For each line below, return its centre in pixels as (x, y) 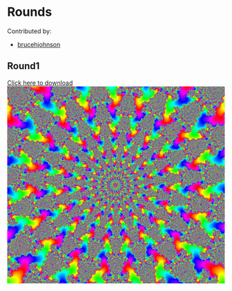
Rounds (30, 12)
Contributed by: (29, 31)
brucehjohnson (39, 44)
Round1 (23, 66)
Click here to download (40, 83)
